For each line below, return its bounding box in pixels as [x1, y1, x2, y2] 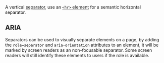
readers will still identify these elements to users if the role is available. [5, 52, 150, 58]
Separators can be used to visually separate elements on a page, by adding [5, 36, 160, 42]
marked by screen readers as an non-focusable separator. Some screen [5, 47, 152, 53]
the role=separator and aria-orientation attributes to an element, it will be [5, 42, 159, 48]
